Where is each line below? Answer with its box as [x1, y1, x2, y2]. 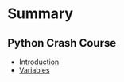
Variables [18, 65, 50, 75]
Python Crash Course [7, 36, 117, 50]
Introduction [18, 57, 60, 66]
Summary [7, 5, 73, 23]
